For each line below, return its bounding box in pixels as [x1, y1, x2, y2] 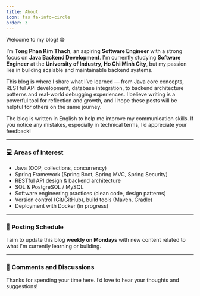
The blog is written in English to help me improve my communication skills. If [6, 115, 194, 122]
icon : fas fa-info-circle [6, 14, 70, 20]
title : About [6, 8, 39, 15]
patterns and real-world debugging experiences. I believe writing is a [6, 91, 176, 98]
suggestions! [6, 283, 38, 290]
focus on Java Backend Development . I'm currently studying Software [6, 54, 181, 61]
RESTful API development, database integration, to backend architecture [6, 85, 184, 92]
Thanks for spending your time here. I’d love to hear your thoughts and [6, 276, 180, 283]
